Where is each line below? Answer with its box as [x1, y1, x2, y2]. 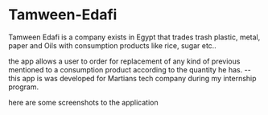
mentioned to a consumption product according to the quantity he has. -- [8, 64, 251, 74]
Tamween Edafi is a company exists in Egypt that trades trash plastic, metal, [8, 32, 261, 42]
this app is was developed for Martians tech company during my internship [8, 73, 257, 83]
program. [8, 82, 39, 92]
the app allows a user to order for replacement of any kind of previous [8, 56, 241, 66]
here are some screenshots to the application [8, 97, 159, 107]
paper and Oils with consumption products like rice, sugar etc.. [8, 40, 217, 50]
